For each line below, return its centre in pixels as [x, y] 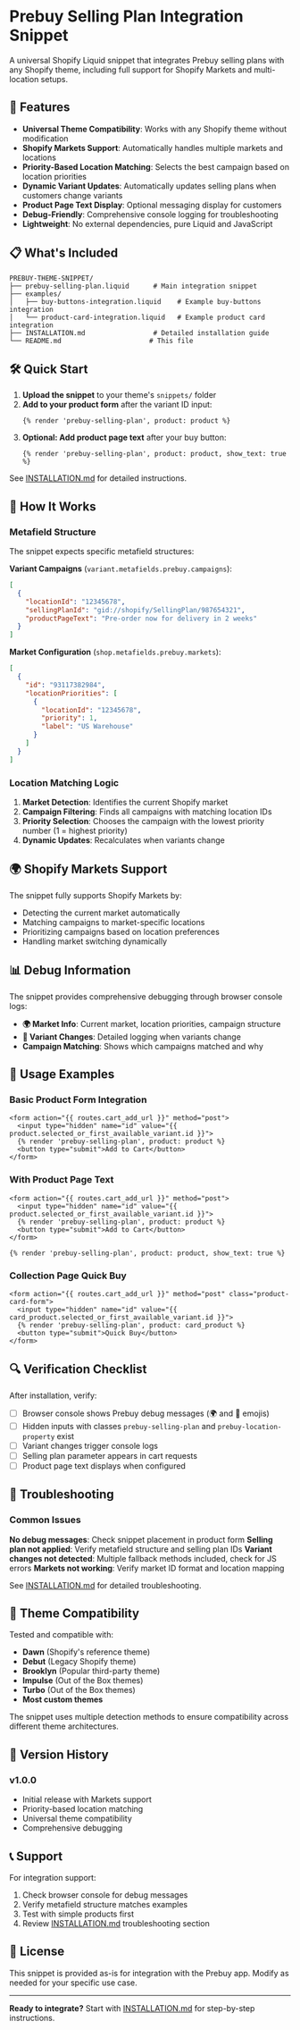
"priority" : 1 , [70, 718]
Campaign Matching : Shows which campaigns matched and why [142, 1046]
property [38, 1436]
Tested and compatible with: [62, 1635]
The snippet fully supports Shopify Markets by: [96, 895]
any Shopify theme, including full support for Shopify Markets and [131, 70]
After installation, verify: [53, 1395]
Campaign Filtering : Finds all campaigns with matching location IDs [147, 812]
